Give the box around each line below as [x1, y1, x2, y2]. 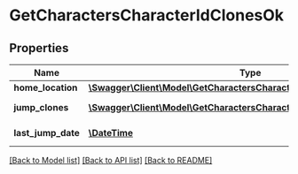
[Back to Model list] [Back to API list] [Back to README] [9, 155, 213, 165]
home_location [13, 81, 78, 94]
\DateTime [88, 127, 133, 139]
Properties [9, 41, 69, 56]
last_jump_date [13, 127, 80, 139]
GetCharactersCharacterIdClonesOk [9, 5, 285, 26]
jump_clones [13, 102, 69, 113]
